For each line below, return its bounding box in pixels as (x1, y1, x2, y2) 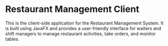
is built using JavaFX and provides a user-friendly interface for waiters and (5, 25, 161, 31)
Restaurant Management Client (5, 3, 140, 15)
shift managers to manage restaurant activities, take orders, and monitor (5, 30, 156, 36)
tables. (5, 36, 20, 42)
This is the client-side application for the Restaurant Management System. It (5, 20, 164, 26)
